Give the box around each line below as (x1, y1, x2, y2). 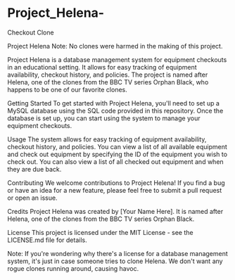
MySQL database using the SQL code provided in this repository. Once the (7, 106, 224, 115)
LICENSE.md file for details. (7, 236, 87, 244)
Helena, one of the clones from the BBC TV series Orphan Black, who (7, 77, 209, 86)
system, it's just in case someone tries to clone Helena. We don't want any (7, 257, 223, 265)
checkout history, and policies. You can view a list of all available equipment (7, 142, 227, 151)
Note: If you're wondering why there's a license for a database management (7, 249, 229, 257)
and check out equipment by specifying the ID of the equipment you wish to (7, 150, 227, 158)
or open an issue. (7, 193, 58, 202)
